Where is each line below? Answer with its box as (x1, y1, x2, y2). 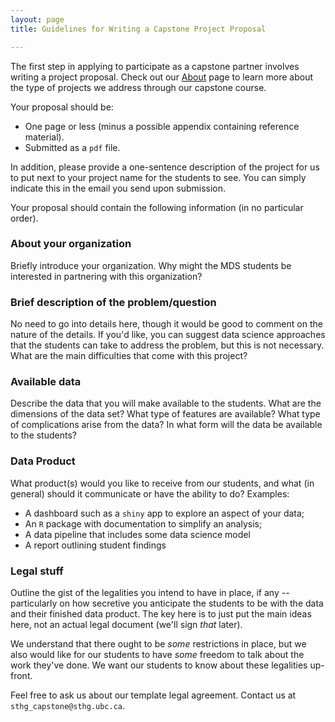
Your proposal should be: (10, 101, 114, 113)
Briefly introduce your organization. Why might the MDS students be (10, 259, 292, 271)
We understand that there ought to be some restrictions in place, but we (10, 637, 307, 650)
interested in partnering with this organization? (10, 270, 203, 282)
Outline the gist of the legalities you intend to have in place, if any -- (10, 586, 290, 598)
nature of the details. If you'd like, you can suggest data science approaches (10, 329, 326, 341)
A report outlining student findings (24, 539, 167, 551)
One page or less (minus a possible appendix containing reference (24, 120, 300, 132)
